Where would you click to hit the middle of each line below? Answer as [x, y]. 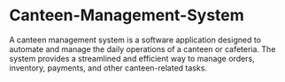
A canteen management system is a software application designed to [135, 40]
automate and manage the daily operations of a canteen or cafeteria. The [142, 48]
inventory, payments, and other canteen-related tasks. [108, 68]
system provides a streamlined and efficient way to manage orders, [132, 58]
